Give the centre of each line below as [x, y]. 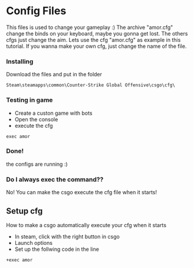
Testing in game [29, 100]
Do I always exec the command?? [55, 179]
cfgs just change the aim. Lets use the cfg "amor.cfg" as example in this [93, 40]
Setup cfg [24, 211]
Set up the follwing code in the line [57, 249]
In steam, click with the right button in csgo [67, 236]
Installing [20, 62]
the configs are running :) [37, 164]
